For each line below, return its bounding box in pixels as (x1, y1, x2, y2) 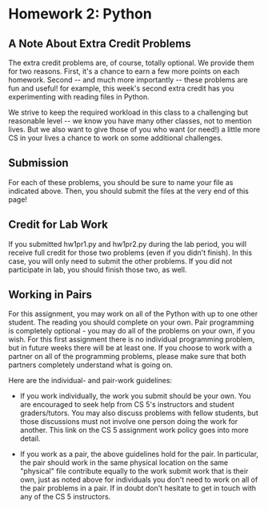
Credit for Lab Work (8, 218, 108, 232)
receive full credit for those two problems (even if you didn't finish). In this (8, 248, 253, 257)
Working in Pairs (8, 288, 92, 301)
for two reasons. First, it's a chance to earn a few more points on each (8, 67, 240, 76)
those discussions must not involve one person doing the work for (19, 417, 238, 426)
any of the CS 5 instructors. (19, 492, 111, 502)
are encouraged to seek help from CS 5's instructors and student (19, 400, 234, 410)
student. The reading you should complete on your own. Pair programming (8, 317, 254, 327)
